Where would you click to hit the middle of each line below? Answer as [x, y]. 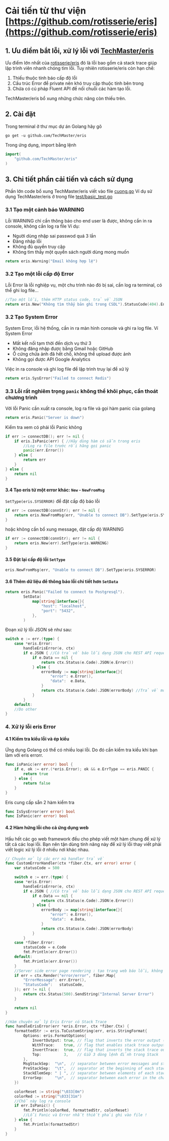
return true [36, 774]
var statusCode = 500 [37, 868]
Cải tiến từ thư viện [46, 11]
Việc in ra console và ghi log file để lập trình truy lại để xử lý [67, 369]
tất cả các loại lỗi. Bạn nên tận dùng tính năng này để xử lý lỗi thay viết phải [83, 844]
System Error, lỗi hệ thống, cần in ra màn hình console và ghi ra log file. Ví [82, 328]
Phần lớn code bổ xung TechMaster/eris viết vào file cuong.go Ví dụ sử [79, 191]
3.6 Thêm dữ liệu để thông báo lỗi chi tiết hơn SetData [62, 581]
